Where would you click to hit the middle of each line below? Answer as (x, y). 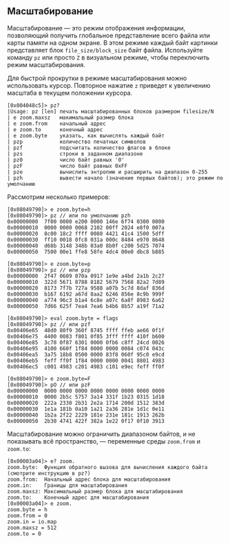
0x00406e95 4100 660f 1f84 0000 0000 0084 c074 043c (86, 348)
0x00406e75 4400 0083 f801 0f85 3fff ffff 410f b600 (86, 336)
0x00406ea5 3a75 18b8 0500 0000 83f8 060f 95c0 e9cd (86, 354)
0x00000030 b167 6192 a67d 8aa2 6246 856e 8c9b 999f (86, 294)
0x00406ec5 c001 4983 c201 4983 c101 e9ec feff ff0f (86, 366)
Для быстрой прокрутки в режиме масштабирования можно (97, 78)
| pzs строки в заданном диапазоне (75, 154)
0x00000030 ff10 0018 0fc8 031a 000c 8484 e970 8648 (86, 240)
